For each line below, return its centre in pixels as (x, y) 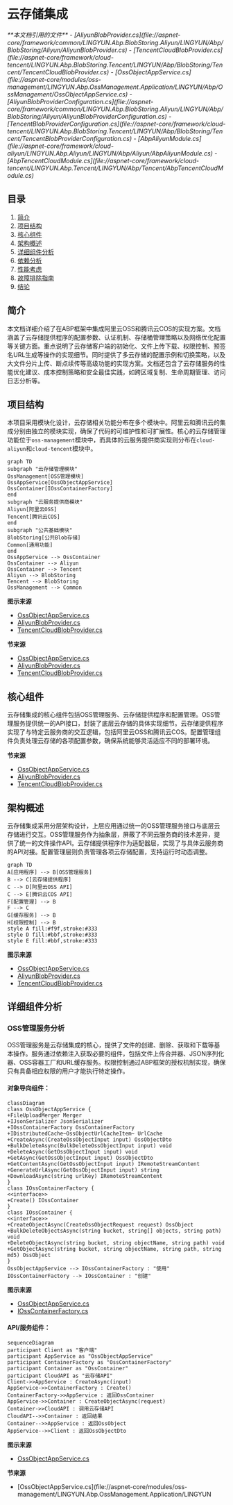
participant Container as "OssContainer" (68, 1369)
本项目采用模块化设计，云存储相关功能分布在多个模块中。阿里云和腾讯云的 (113, 423)
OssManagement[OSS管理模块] (46, 476)
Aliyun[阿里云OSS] (32, 510)
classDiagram (26, 1103)
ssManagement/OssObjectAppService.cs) (68, 94)
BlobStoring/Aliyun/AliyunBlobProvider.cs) (67, 50)
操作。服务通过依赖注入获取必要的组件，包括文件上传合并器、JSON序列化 (119, 1054)
